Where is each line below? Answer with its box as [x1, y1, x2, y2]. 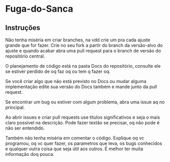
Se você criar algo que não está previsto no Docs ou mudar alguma [5, 78, 147, 84]
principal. [5, 104, 25, 110]
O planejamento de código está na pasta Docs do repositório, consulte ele [5, 63, 161, 69]
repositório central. [5, 53, 45, 59]
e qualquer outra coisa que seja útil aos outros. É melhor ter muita [5, 146, 144, 152]
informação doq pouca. [5, 151, 54, 157]
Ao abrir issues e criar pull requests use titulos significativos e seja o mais [5, 114, 160, 120]
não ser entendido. [5, 125, 45, 131]
